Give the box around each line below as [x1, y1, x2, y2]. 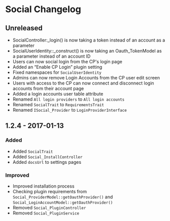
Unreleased [5, 24, 43, 32]
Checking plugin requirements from [12, 188, 87, 194]
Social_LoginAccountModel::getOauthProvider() [12, 200, 113, 205]
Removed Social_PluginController [12, 204, 86, 210]
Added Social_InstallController [12, 153, 83, 160]
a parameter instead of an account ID [12, 53, 91, 59]
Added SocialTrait [12, 148, 53, 154]
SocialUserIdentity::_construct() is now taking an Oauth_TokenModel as [12, 48, 162, 54]
